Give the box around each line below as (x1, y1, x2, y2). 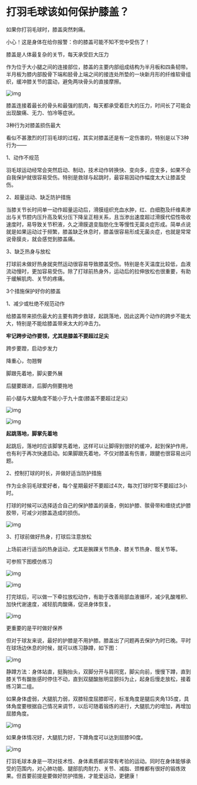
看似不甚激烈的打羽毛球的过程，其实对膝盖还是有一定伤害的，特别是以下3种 (6, 134, 189, 141)
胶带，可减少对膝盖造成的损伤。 (6, 509, 83, 516)
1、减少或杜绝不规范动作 (6, 300, 65, 307)
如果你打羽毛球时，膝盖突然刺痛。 (6, 26, 89, 33)
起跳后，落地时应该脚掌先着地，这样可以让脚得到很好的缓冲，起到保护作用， (6, 442, 191, 449)
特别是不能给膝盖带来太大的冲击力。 (16, 319, 104, 326)
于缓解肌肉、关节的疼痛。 (6, 275, 68, 282)
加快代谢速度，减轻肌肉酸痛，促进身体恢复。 (6, 600, 114, 608)
